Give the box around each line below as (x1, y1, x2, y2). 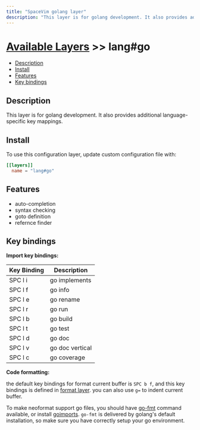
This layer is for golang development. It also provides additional (6, 111, 162, 119)
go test (49, 325, 70, 333)
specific (6, 118, 26, 125)
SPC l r (9, 305, 29, 313)
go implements (49, 276, 92, 284)
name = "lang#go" (11, 168, 55, 174)
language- (162, 111, 189, 119)
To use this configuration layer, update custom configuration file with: (6, 151, 177, 158)
